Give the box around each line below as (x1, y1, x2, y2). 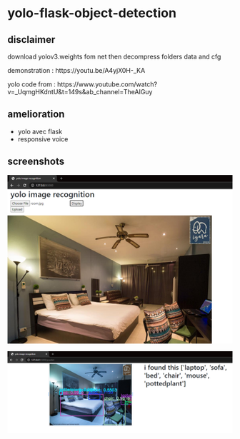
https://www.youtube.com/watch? (56, 80, 158, 89)
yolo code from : (7, 80, 56, 89)
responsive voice (17, 134, 69, 143)
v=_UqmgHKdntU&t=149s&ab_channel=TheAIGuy (7, 88, 153, 96)
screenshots (7, 156, 65, 168)
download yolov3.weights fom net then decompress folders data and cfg (7, 52, 221, 61)
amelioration (7, 109, 65, 121)
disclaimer (7, 34, 56, 46)
